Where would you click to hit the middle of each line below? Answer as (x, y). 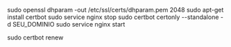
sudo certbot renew (35, 37)
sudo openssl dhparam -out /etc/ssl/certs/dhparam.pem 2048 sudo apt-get (115, 10)
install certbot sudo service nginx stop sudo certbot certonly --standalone (113, 17)
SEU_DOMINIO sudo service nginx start (69, 24)
